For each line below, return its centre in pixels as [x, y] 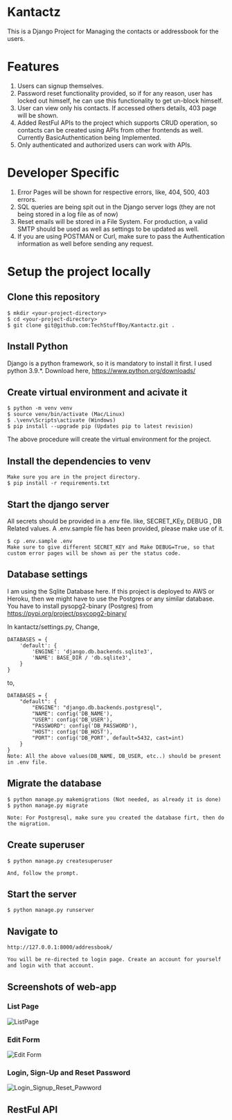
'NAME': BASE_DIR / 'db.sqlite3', [82, 657]
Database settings [47, 575]
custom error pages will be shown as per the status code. [94, 553]
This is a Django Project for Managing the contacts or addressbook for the [113, 31]
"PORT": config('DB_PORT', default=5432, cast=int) [108, 738]
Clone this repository [54, 297]
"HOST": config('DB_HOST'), [72, 732]
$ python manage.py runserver [51, 910]
